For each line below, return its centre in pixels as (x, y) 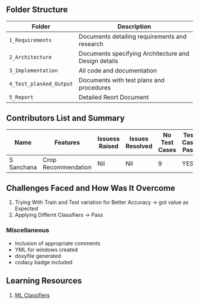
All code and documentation (118, 71)
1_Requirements (31, 40)
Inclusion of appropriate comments (57, 243)
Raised (108, 146)
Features (67, 142)
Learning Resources (44, 281)
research (91, 44)
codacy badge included (44, 262)
